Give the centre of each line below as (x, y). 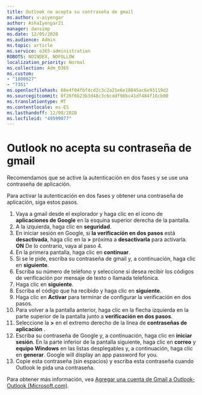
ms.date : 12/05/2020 (33, 34)
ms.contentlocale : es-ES (38, 107)
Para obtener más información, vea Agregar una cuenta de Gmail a (90, 379)
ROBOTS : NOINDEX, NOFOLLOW (41, 57)
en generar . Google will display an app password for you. (87, 355)
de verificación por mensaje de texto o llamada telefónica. (87, 278)
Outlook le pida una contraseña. (55, 368)
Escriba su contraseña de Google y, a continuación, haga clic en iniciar (104, 336)
